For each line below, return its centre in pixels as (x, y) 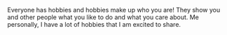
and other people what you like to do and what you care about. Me (103, 17)
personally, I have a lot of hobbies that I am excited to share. (94, 24)
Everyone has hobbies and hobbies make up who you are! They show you (114, 10)
